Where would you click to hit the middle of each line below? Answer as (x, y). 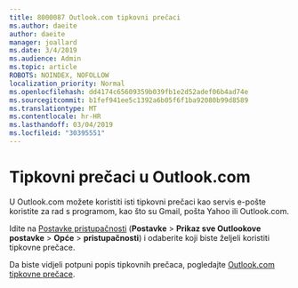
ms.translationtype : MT (53, 108)
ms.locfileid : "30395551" (57, 133)
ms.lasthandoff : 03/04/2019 (61, 125)
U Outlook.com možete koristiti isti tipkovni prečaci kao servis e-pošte (138, 202)
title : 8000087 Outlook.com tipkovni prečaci (95, 17)
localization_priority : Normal (67, 84)
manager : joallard (43, 42)
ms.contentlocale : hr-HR (55, 116)
